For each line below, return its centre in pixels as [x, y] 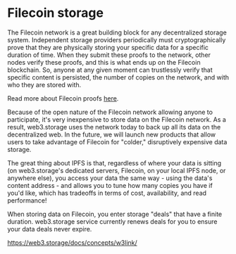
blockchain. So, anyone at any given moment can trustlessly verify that [110, 70]
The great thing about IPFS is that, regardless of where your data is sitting [114, 163]
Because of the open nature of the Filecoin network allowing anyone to [110, 112]
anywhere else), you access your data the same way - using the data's [110, 178]
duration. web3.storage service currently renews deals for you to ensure [112, 221]
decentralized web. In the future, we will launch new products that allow [112, 134]
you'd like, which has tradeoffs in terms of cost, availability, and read [107, 193]
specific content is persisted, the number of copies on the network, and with [118, 77]
